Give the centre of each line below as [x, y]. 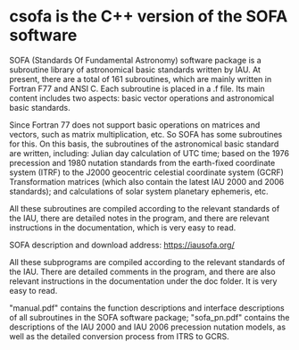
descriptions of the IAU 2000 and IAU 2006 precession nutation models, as [148, 327]
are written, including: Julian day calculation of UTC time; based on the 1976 [149, 153]
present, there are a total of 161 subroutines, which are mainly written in [141, 79]
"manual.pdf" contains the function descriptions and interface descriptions [147, 308]
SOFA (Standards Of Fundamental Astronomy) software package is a [135, 60]
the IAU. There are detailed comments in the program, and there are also [142, 271]
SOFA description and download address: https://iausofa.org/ [122, 245]
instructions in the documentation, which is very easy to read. [123, 227]
